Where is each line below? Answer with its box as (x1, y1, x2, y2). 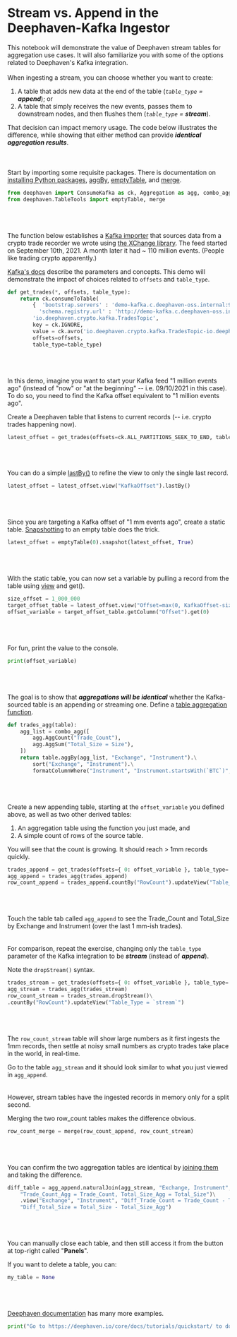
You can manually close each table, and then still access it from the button (7, 1239, 224, 1247)
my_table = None (7, 1274, 55, 1281)
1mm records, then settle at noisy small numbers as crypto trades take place (7, 1041, 229, 1050)
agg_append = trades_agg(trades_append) (7, 873, 128, 880)
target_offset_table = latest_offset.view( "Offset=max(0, (7, 602, 181, 609)
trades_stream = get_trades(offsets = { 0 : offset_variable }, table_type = (7, 979, 229, 986)
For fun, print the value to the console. (7, 644, 119, 652)
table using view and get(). (7, 582, 85, 590)
